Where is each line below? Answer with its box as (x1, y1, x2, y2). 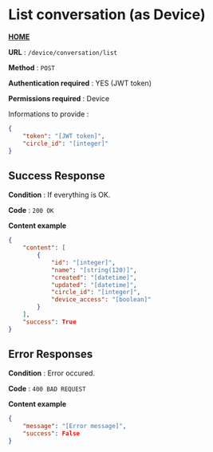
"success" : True (22, 317, 77, 326)
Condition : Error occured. (8, 368, 96, 378)
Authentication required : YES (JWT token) (8, 78, 152, 88)
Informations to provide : (8, 109, 89, 119)
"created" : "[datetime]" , (50, 273, 137, 281)
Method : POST (8, 62, 56, 73)
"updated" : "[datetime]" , (50, 281, 137, 289)
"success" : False (22, 430, 81, 438)
